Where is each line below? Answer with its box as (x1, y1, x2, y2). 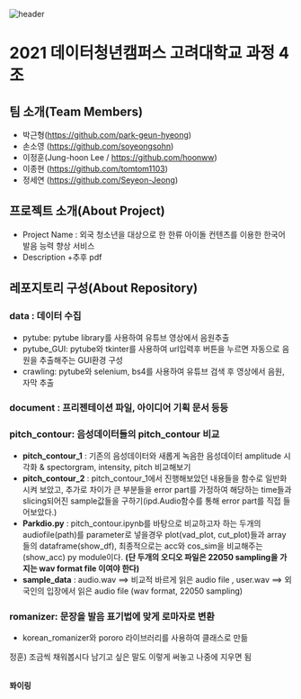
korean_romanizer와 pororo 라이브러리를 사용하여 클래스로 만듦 (22, 632, 249, 643)
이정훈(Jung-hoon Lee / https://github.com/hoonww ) (22, 152, 217, 162)
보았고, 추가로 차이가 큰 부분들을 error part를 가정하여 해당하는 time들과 (39, 484, 292, 495)
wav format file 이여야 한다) (39, 563, 140, 574)
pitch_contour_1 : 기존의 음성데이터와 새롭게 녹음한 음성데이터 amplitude (22, 450, 282, 461)
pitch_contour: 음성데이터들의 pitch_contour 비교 (9, 428, 220, 440)
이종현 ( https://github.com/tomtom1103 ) (22, 163, 169, 174)
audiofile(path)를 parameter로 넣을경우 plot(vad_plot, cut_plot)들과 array (22, 529, 287, 540)
